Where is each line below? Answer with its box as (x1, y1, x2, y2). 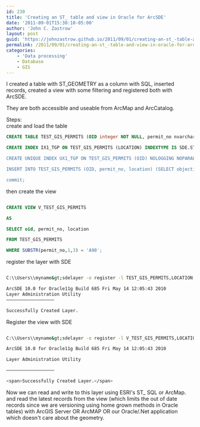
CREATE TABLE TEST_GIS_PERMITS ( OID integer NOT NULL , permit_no (6, 134, 171, 140)
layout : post (6, 31, 39, 37)
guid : (6, 36, 20, 42)
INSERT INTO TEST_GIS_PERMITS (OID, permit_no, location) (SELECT (6, 166, 174, 172)
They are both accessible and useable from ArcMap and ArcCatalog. (6, 105, 174, 112)
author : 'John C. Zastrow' (6, 25, 73, 32)
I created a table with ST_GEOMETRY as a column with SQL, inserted (6, 80, 174, 88)
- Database (17, 58, 44, 64)
